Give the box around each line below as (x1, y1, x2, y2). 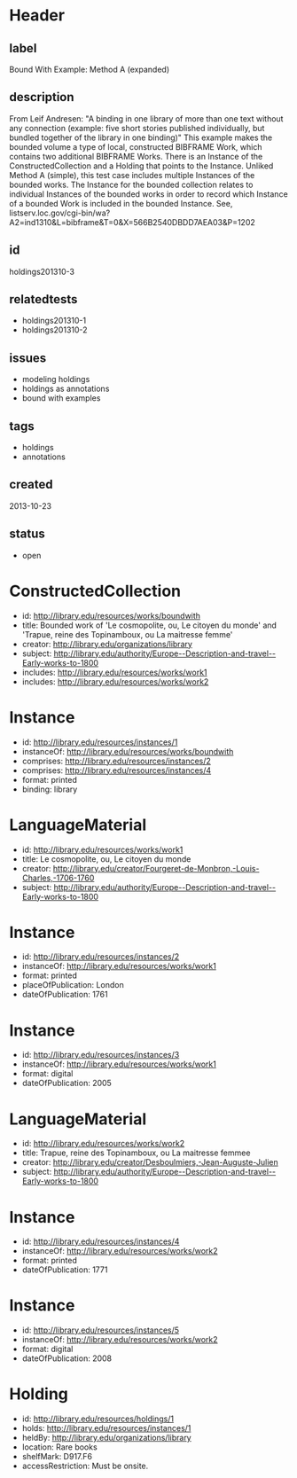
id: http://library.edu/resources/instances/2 (21, 951, 180, 962)
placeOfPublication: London (21, 980, 124, 990)
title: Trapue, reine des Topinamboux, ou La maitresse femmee (21, 1147, 251, 1158)
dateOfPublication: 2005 (21, 1078, 113, 1089)
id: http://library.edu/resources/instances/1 (21, 737, 178, 747)
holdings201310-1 (21, 316, 87, 326)
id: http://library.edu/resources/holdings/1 (21, 1413, 175, 1424)
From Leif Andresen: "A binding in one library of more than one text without (9, 113, 284, 124)
